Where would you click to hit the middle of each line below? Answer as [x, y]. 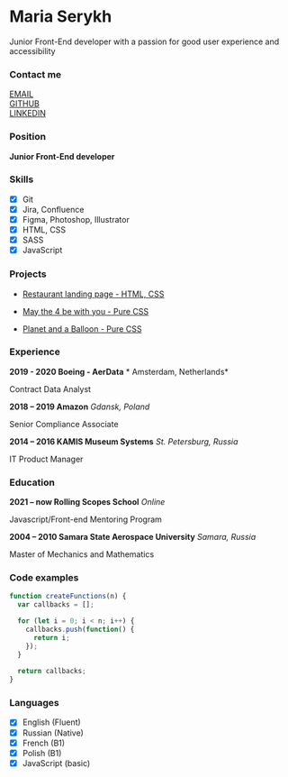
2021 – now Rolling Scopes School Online [87, 502]
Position [28, 137]
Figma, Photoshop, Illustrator [76, 219]
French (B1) [44, 743]
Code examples [44, 578]
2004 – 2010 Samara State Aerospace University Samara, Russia [133, 537]
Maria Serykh [61, 17]
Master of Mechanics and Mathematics [82, 554]
